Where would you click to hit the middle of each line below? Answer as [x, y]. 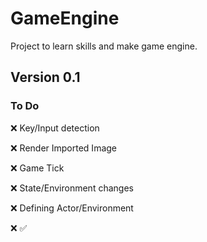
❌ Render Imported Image [64, 148]
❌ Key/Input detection [55, 128]
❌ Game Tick [37, 168]
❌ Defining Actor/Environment [72, 208]
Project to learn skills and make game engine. [104, 46]
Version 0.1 [45, 77]
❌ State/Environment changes [72, 188]
